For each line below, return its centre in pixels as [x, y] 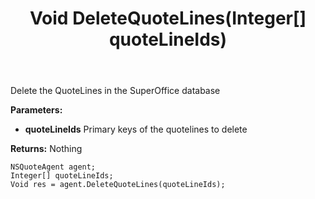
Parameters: [36, 110]
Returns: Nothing [46, 149]
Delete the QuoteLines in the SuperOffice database [115, 91]
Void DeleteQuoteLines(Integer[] [168, 18]
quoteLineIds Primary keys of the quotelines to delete [136, 129]
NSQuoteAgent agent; [53, 167]
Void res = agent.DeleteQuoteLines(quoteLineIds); [118, 185]
